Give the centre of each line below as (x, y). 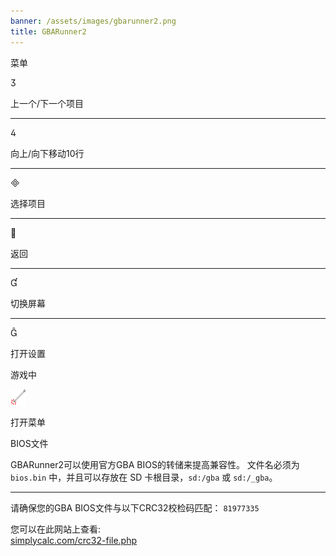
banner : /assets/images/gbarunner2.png (93, 21)
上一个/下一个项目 (47, 103)
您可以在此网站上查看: (56, 529)
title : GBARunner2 (48, 31)
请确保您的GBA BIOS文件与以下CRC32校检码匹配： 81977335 (135, 507)
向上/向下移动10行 (47, 153)
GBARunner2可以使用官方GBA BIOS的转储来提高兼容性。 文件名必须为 (155, 464)
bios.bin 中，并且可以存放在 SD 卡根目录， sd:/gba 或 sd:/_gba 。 (144, 477)
